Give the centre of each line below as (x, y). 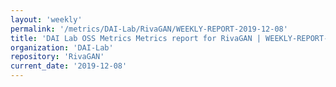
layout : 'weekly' (46, 19)
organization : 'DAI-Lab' (62, 47)
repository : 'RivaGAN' (57, 57)
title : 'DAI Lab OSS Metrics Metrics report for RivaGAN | (136, 38)
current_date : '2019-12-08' (69, 66)
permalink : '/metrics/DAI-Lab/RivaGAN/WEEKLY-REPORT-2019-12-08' (149, 29)
